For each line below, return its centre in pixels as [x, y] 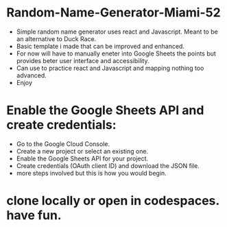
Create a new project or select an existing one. [82, 151]
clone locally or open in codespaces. [113, 201]
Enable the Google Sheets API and [105, 110]
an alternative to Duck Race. [56, 38]
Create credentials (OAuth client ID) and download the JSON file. [108, 165]
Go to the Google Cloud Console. [63, 144]
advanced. [31, 75]
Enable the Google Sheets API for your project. [82, 158]
